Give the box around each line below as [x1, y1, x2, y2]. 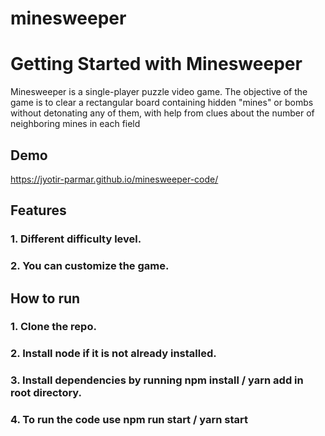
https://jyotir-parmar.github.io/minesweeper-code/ [10, 173, 219, 185]
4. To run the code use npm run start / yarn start [10, 413, 248, 427]
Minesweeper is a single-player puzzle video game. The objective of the [10, 86, 308, 98]
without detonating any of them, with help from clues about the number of [10, 107, 315, 119]
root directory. [10, 386, 83, 400]
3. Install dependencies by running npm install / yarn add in [10, 373, 304, 387]
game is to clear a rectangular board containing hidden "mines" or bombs [10, 97, 314, 109]
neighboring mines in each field [10, 118, 141, 130]
